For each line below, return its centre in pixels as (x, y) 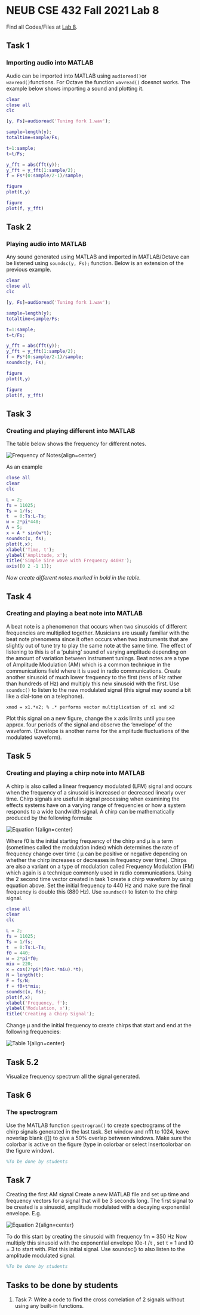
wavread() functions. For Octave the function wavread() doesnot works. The (99, 82)
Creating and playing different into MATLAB (71, 430)
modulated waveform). (34, 737)
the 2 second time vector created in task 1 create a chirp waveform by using (100, 879)
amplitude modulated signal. (41, 1256)
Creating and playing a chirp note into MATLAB (76, 773)
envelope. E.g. (24, 1214)
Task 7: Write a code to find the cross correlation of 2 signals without (99, 1299)
